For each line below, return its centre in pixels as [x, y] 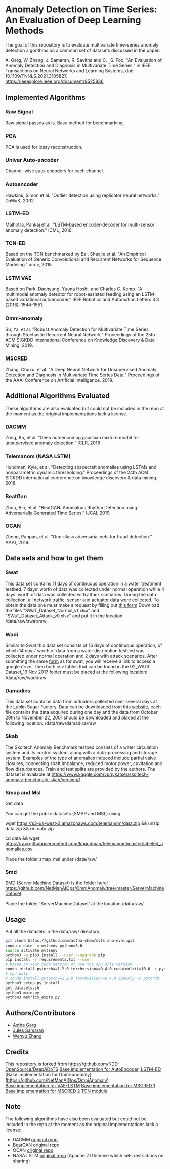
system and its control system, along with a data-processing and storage [81, 752]
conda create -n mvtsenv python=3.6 [44, 946]
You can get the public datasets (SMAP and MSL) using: [64, 813]
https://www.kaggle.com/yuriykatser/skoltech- [100, 774]
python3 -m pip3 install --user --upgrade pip [55, 955]
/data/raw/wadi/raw [26, 677]
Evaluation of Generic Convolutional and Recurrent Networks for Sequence [83, 259]
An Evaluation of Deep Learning [73, 20]
